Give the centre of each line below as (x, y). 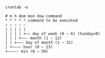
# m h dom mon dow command (34, 16)
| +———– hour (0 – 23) (29, 47)
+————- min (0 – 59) (27, 51)
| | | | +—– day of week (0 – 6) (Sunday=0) (53, 34)
